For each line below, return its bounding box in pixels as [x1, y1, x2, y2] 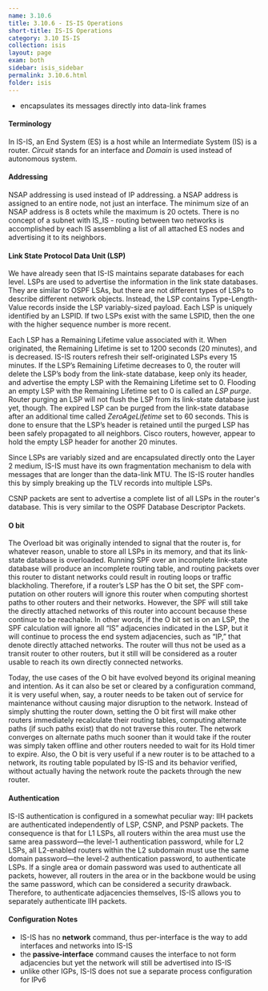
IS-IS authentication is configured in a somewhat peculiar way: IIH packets [8, 811, 254, 820]
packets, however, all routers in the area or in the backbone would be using [8, 870, 256, 881]
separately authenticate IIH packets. [8, 896, 127, 905]
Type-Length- [211, 294, 258, 304]
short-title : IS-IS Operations [8, 26, 113, 34]
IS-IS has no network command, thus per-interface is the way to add [19, 932, 248, 941]
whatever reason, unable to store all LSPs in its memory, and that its [8, 547, 232, 556]
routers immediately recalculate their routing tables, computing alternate [8, 716, 246, 725]
